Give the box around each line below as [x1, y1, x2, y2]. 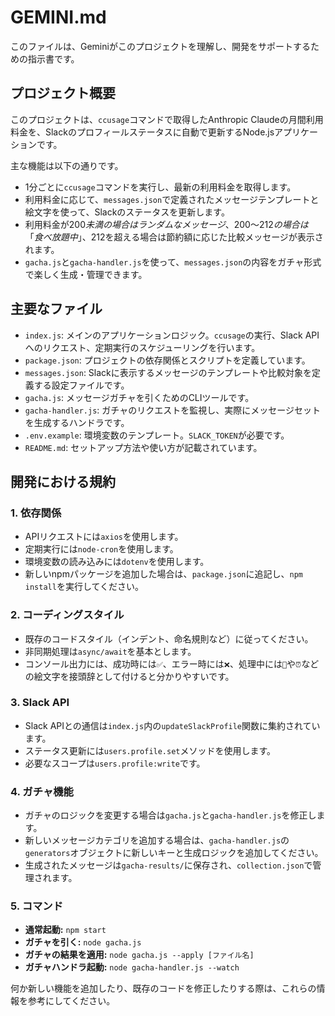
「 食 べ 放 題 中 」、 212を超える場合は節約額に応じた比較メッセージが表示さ [24, 231, 324, 243]
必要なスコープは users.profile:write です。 [24, 757, 206, 769]
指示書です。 [27, 52, 80, 65]
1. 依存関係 [10, 506, 62, 520]
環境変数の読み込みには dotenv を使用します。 [24, 556, 210, 568]
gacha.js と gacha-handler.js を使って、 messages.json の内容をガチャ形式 [24, 256, 322, 268]
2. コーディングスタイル [10, 608, 125, 622]
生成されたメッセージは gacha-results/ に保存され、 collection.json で [24, 859, 313, 871]
